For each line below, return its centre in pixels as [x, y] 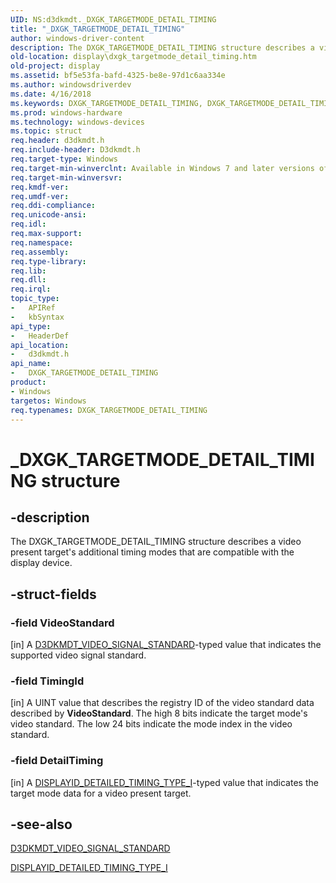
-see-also [41, 824]
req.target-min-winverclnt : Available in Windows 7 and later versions [162, 168]
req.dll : [28, 280]
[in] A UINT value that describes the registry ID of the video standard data [162, 703]
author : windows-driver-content [77, 38]
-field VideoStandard [62, 623]
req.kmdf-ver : [40, 187]
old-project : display [55, 66]
